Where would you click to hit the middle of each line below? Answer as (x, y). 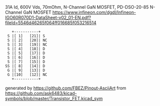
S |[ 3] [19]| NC (27, 45)
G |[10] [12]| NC (27, 75)
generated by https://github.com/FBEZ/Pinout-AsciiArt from (66, 88)
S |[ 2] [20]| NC (27, 40)
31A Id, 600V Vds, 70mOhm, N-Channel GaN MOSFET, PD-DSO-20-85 (77, 7)
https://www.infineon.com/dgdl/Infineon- (94, 12)
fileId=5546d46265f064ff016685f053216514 (51, 23)
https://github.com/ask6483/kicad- (41, 93)
